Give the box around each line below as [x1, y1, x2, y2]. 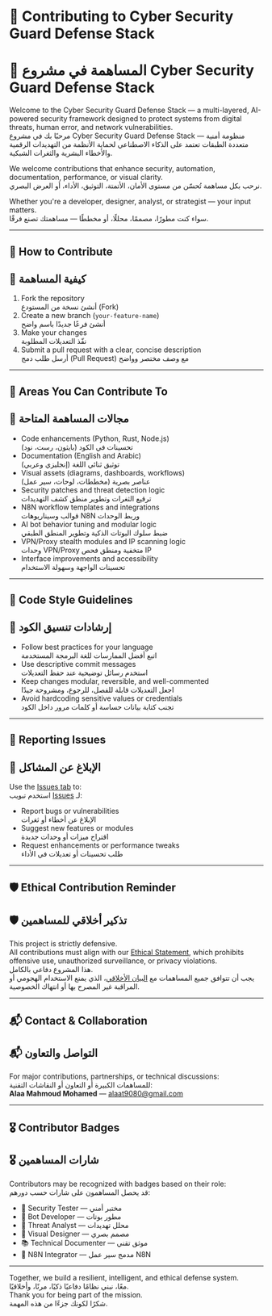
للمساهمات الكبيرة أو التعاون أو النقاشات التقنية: [9, 1080, 153, 1090]
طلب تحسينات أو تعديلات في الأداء [20, 849, 123, 858]
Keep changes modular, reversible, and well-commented [20, 676, 209, 685]
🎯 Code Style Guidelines [9, 593, 133, 606]
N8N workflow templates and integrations [20, 502, 160, 512]
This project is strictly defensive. [9, 939, 118, 949]
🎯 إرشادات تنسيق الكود [9, 621, 112, 635]
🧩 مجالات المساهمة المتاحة [9, 412, 129, 426]
